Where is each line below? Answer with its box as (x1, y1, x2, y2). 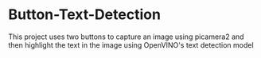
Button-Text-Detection (8, 6, 162, 24)
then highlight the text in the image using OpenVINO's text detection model (8, 40, 254, 49)
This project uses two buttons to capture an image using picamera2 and (8, 32, 244, 41)
